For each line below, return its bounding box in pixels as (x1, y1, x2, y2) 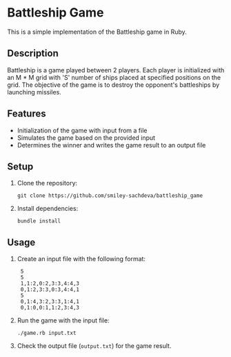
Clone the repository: (17, 179, 78, 187)
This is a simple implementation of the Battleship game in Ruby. (7, 28, 188, 36)
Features (7, 108, 46, 120)
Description (7, 48, 59, 59)
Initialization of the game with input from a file (17, 126, 148, 134)
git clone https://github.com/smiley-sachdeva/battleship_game (17, 192, 203, 199)
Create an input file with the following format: (17, 255, 146, 263)
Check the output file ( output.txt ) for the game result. (17, 342, 172, 350)
